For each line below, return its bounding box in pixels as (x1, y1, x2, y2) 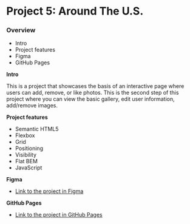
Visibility (15, 151, 37, 158)
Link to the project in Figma (15, 188, 84, 195)
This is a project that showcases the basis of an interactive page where (6, 83, 185, 90)
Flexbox (15, 132, 35, 139)
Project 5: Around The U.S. (6, 4, 144, 18)
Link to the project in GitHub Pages (15, 211, 103, 219)
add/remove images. (6, 102, 58, 109)
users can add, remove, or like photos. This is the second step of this (6, 89, 179, 97)
